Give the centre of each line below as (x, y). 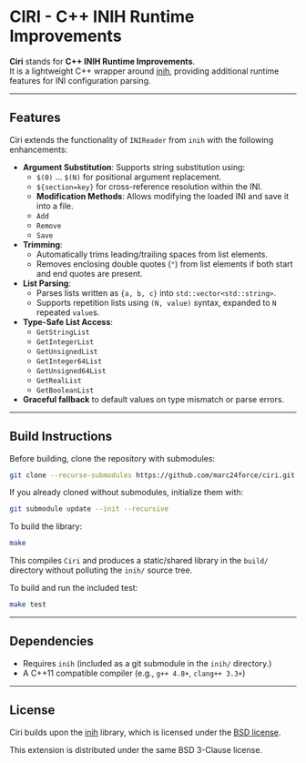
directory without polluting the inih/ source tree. (101, 570)
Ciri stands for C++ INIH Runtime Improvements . (102, 61)
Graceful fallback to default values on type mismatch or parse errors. (153, 399)
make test (28, 605)
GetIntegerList (65, 342)
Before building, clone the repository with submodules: (112, 458)
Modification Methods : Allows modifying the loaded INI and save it (163, 196)
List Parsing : (46, 283)
